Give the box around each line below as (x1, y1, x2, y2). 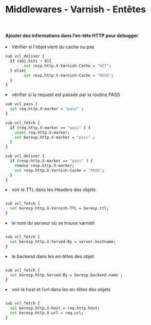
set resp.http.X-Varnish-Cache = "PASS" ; (14, 168, 104, 173)
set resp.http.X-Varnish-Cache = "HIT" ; (24, 63, 111, 68)
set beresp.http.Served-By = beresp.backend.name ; (10, 272, 123, 278)
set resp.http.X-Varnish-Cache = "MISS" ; (24, 73, 114, 78)
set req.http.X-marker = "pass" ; (10, 106, 84, 111)
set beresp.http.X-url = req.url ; (10, 311, 84, 316)
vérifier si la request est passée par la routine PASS (12, 91, 120, 98)
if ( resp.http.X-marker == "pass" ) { (10, 158, 93, 164)
